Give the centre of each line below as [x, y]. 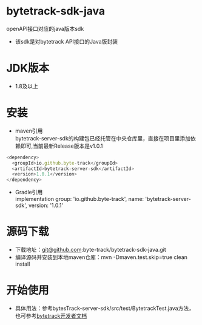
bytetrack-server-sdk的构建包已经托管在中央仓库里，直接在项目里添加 [103, 138]
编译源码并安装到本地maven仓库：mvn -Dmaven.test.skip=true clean [101, 257]
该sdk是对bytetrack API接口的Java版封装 [66, 41]
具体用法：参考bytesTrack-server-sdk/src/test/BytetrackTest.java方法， [104, 308]
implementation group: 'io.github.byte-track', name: [79, 199]
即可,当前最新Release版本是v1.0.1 [62, 146]
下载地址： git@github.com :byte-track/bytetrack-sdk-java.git [91, 250]
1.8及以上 [26, 86]
